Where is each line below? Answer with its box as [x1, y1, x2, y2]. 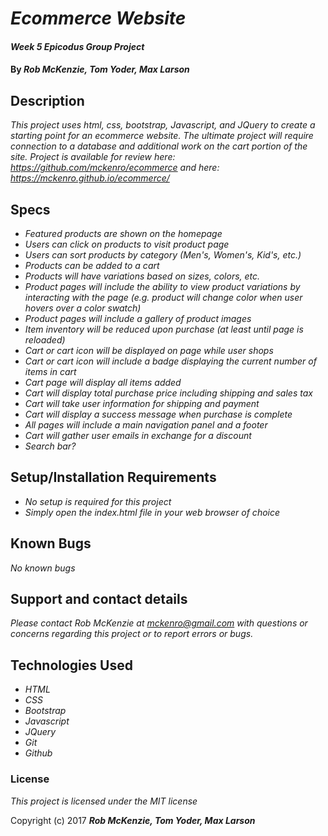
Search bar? [24, 440, 77, 452]
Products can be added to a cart [24, 260, 160, 271]
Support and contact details [10, 591, 188, 608]
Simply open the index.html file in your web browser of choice [24, 506, 281, 518]
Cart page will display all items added [24, 377, 182, 388]
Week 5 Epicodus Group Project [10, 40, 145, 52]
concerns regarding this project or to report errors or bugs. [10, 628, 254, 640]
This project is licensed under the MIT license [10, 795, 198, 807]
